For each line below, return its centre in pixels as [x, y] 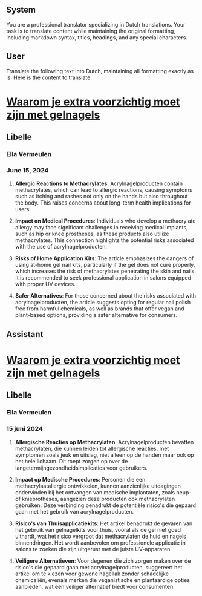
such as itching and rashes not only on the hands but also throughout [102, 197]
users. [23, 209]
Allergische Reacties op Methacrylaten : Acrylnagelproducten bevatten [104, 442]
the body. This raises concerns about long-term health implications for [103, 203]
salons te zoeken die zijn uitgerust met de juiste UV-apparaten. [93, 549]
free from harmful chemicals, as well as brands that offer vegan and [99, 309]
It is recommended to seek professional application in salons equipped [103, 278]
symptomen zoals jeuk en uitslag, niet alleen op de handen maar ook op [105, 455]
